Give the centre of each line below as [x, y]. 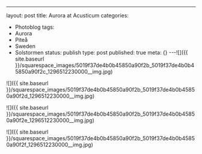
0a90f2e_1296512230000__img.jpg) [50, 120]
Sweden [25, 46]
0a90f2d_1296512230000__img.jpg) [50, 96]
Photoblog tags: [35, 27]
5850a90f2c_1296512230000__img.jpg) [64, 72]
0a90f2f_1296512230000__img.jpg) [50, 145]
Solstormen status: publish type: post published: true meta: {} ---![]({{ [101, 52]
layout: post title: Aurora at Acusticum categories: [68, 15]
